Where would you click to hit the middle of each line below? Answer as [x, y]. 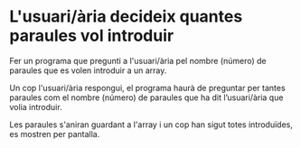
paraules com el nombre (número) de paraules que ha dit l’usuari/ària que [146, 97]
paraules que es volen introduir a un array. [88, 70]
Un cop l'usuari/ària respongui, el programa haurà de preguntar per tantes [148, 88]
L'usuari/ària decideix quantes [126, 17]
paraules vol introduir [92, 36]
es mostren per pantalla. [55, 134]
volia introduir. [36, 106]
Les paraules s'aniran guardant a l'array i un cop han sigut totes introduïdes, [151, 125]
